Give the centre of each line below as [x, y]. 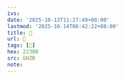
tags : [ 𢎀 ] [21, 45]
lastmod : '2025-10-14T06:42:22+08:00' [63, 26]
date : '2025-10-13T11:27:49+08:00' [59, 20]
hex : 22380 [23, 52]
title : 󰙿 [20, 33]
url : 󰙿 [17, 39]
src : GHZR [21, 58]
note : [15, 65]
